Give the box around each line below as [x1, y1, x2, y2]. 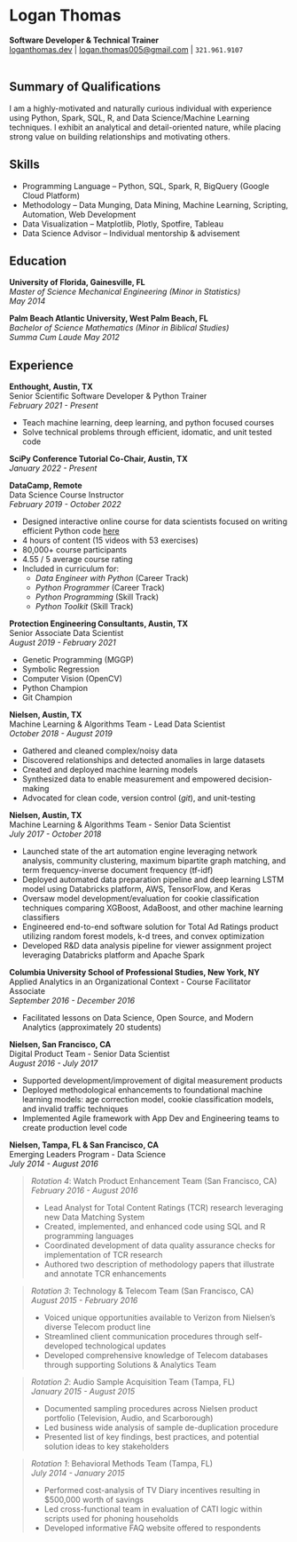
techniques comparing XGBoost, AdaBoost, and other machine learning [21, 902, 284, 913]
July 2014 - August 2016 [9, 1158, 99, 1169]
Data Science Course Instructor [9, 489, 124, 500]
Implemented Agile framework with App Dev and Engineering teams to [21, 1113, 279, 1124]
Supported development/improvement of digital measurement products [21, 1076, 283, 1086]
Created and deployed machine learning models [21, 765, 198, 775]
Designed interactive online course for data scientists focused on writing [21, 516, 288, 527]
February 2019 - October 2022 [9, 499, 121, 510]
